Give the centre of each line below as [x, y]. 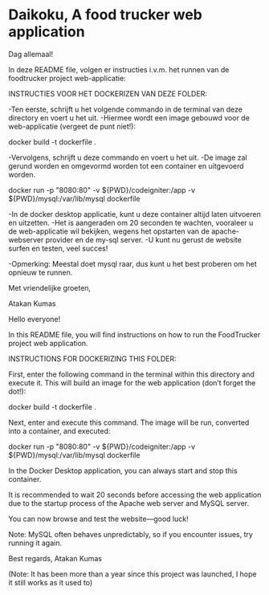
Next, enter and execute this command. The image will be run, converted [129, 422]
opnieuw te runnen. [41, 272]
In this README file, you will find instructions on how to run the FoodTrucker [134, 334]
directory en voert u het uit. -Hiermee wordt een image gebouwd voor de [129, 117]
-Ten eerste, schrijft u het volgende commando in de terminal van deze [126, 109]
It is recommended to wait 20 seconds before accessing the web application [135, 495]
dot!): [17, 391]
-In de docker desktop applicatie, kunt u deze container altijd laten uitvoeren [134, 214]
